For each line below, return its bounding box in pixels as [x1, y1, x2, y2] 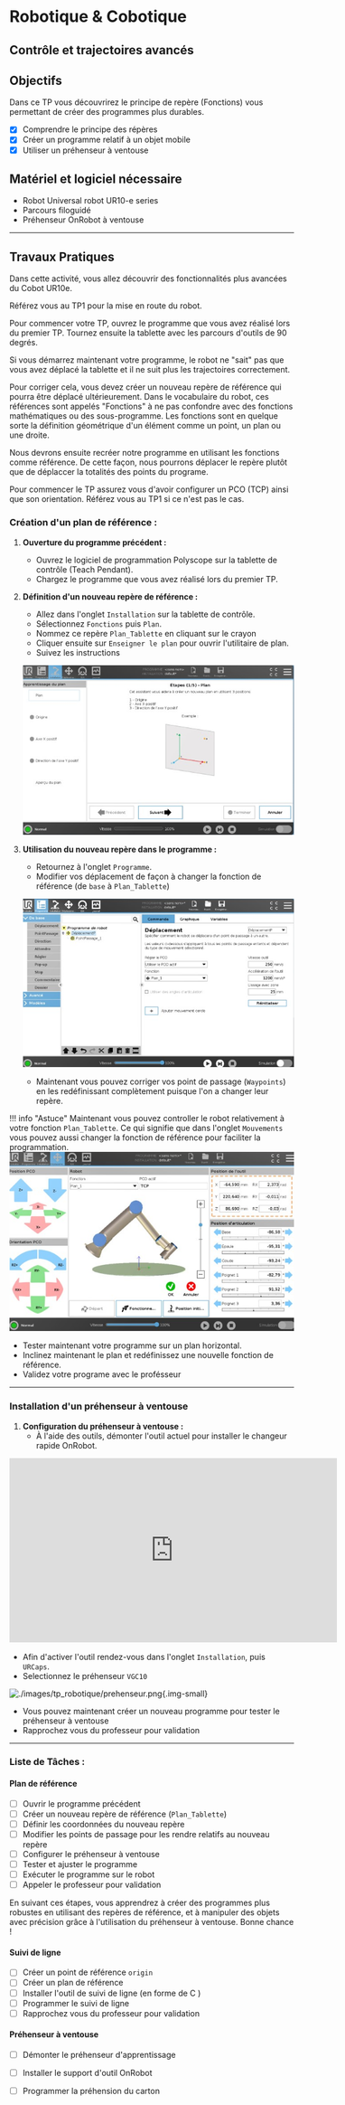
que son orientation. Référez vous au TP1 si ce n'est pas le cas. [9, 494, 245, 505]
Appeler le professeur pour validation [22, 1879, 162, 1891]
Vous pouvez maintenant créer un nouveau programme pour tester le [22, 1705, 280, 1716]
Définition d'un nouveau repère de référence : [22, 590, 199, 602]
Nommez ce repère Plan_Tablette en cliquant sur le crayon [35, 628, 257, 638]
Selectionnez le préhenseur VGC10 [22, 1670, 147, 1681]
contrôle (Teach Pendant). [35, 563, 134, 575]
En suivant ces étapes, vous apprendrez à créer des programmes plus [9, 1897, 271, 1909]
